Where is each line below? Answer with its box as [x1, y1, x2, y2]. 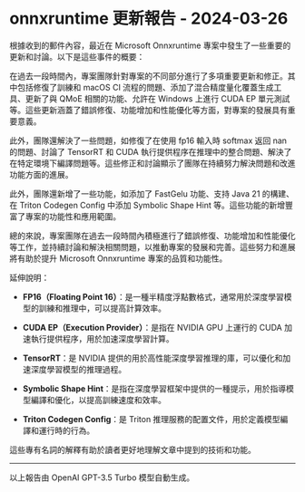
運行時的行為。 [38, 425, 95, 436]
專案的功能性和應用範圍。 [25, 210, 121, 222]
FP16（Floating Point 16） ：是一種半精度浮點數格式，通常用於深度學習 [22, 291, 284, 302]
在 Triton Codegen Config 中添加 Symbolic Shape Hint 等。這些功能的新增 [9, 199, 286, 210]
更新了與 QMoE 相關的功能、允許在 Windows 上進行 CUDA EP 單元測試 [25, 92, 290, 104]
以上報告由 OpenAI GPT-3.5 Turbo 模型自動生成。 [9, 472, 195, 483]
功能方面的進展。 [9, 169, 74, 179]
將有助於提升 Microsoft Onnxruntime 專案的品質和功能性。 [9, 253, 228, 264]
